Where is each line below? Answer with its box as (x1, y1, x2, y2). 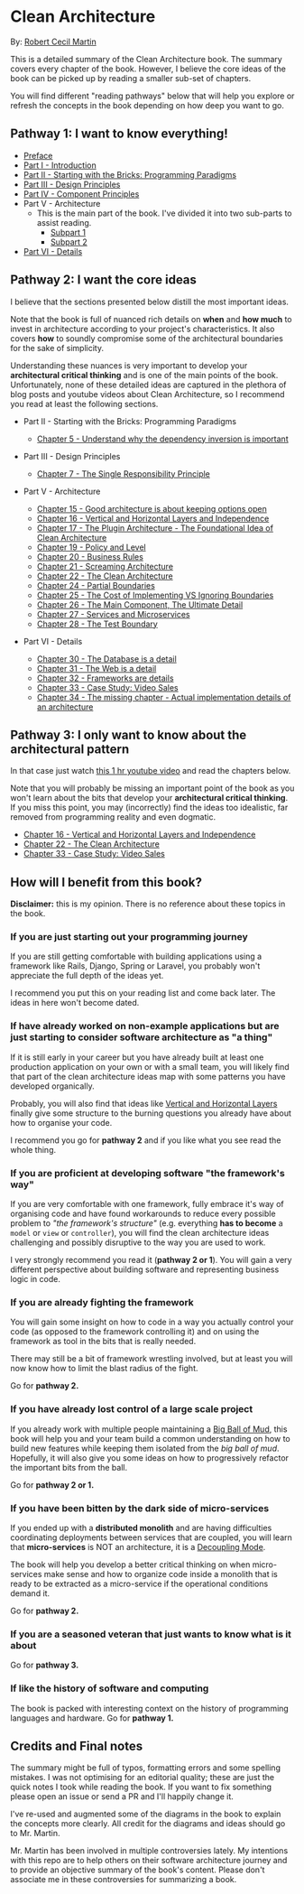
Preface (23, 150, 53, 161)
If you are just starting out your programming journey (10, 931, 249, 943)
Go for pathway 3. (10, 1659, 79, 1671)
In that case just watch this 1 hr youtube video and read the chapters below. (10, 766, 291, 776)
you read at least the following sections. (10, 398, 159, 409)
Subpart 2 (50, 237, 88, 247)
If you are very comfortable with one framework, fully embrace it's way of (10, 1199, 284, 1210)
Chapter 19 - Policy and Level (36, 542, 147, 552)
